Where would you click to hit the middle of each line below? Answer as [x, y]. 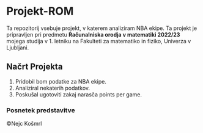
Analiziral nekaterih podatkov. [53, 88]
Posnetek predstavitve [41, 110]
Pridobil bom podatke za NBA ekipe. [61, 81]
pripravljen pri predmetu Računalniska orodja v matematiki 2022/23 [93, 34]
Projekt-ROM [40, 11]
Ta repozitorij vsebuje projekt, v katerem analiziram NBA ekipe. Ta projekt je [102, 28]
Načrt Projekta [35, 67]
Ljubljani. [18, 48]
